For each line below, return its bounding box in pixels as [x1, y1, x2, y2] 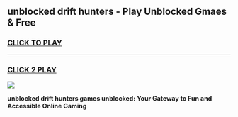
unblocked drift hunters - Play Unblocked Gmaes [7, 6, 227, 18]
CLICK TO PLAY [7, 38, 62, 48]
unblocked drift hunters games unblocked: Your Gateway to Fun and [7, 94, 212, 102]
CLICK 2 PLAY [7, 65, 57, 74]
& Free [7, 17, 37, 29]
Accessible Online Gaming [7, 101, 87, 110]
